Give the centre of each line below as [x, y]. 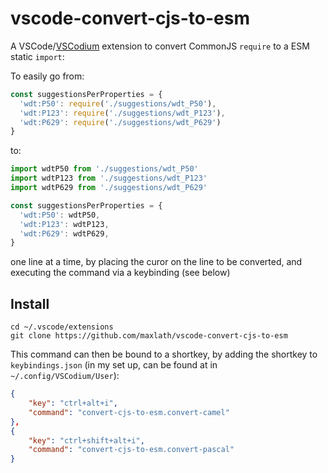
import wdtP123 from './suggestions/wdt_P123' [109, 178]
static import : [37, 56]
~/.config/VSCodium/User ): [65, 376]
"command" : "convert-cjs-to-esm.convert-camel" [129, 412]
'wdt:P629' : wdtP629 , [64, 233]
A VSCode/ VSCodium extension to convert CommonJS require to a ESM [160, 46]
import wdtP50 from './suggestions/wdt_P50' [104, 169]
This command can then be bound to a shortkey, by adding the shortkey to [164, 354]
